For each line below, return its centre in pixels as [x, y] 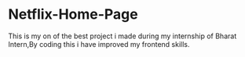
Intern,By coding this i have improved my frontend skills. [99, 44]
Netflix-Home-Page [73, 14]
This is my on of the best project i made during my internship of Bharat [122, 36]
